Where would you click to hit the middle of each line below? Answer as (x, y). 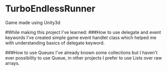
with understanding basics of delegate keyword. (55, 42)
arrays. (13, 63)
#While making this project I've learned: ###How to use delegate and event (83, 32)
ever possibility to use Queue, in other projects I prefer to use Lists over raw (83, 57)
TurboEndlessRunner (50, 9)
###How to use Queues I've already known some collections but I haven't (81, 52)
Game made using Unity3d (33, 22)
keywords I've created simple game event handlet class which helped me (81, 37)
